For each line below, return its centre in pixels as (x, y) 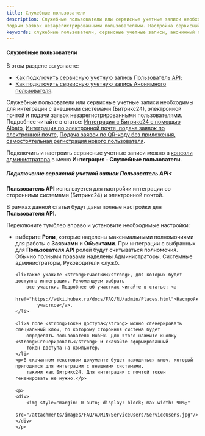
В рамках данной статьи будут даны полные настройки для (84, 207)
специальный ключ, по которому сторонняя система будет (88, 330)
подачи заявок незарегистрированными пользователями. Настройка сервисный (103, 26)
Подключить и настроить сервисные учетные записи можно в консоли (100, 153)
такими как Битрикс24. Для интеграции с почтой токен (96, 372)
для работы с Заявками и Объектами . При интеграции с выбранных (105, 244)
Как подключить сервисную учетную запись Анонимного (91, 84)
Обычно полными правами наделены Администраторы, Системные (104, 256)
